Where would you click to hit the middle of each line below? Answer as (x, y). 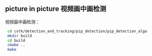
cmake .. (16, 45)
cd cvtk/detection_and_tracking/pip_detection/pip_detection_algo (77, 31)
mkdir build (20, 36)
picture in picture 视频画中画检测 (56, 9)
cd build (16, 40)
